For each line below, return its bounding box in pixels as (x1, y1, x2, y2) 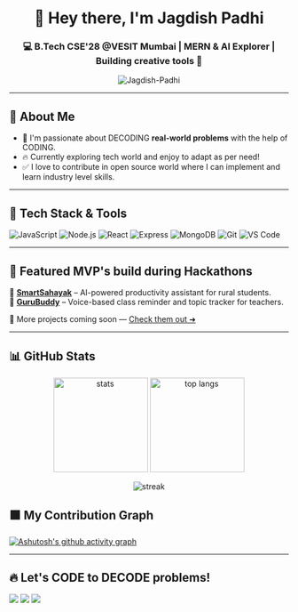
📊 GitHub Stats (9, 349, 96, 364)
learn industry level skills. (21, 172, 115, 182)
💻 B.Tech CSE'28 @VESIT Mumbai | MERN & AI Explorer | (22, 40, 276, 52)
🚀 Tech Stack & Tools (9, 205, 127, 221)
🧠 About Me (9, 109, 75, 124)
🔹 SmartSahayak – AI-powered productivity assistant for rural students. (9, 286, 272, 297)
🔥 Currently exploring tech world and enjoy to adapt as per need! (21, 151, 260, 163)
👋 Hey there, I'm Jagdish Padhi (34, 8, 264, 28)
